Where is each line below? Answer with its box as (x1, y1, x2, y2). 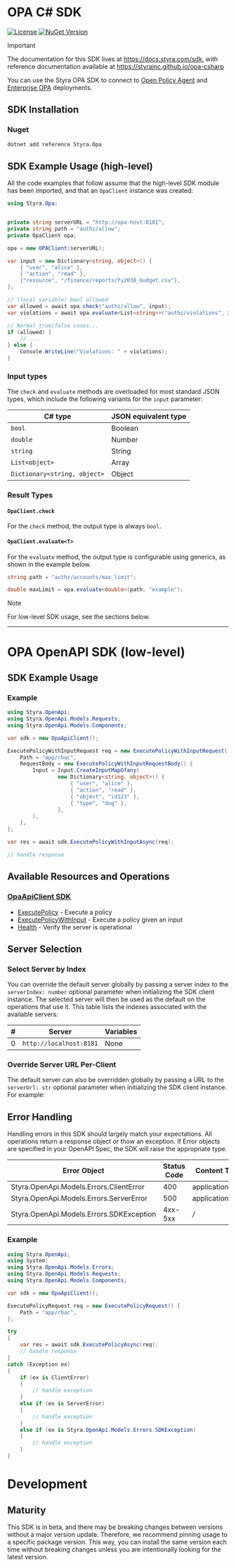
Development (7, 1476, 88, 1492)
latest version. (7, 1552, 48, 1561)
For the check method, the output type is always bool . (7, 522, 162, 531)
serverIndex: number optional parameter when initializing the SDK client (7, 988, 215, 996)
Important (7, 41, 36, 49)
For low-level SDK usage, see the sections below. (7, 613, 150, 621)
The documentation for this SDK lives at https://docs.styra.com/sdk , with (7, 54, 218, 63)
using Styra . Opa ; (7, 200, 58, 208)
